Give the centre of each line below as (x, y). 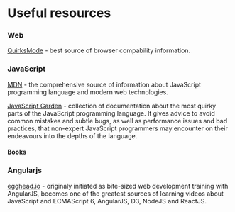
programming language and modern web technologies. (88, 92)
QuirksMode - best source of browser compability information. (99, 50)
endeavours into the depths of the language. (72, 135)
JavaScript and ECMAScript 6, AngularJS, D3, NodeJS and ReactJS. (107, 201)
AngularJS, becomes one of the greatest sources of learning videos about (115, 194)
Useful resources (59, 13)
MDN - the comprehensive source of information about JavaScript (104, 84)
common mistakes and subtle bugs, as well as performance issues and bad (117, 121)
